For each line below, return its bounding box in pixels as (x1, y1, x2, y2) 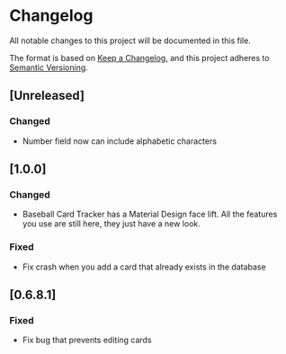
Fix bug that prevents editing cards (22, 334, 152, 346)
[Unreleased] (9, 88, 85, 103)
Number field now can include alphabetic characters (22, 136, 218, 146)
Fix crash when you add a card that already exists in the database (22, 261, 267, 272)
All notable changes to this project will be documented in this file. (9, 35, 252, 46)
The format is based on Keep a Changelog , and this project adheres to (9, 52, 270, 63)
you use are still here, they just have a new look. (22, 218, 201, 229)
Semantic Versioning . (9, 62, 88, 73)
